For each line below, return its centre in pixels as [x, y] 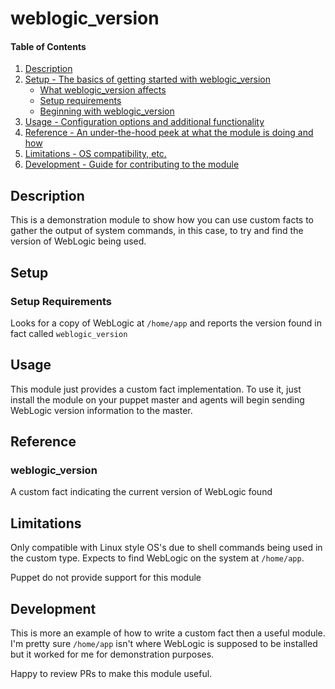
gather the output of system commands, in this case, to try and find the [157, 231]
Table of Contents [48, 46]
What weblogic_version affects [103, 90]
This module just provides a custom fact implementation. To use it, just [156, 389]
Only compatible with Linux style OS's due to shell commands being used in [166, 548]
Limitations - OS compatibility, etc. [95, 154]
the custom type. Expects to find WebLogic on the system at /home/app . [157, 558]
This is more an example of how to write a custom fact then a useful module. [168, 633]
